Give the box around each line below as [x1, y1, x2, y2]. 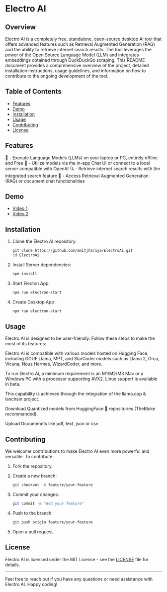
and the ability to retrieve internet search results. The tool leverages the [5, 47, 152, 52]
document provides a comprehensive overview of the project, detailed [5, 63, 149, 68]
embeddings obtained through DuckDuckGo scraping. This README [5, 57, 145, 63]
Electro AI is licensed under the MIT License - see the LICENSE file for [5, 556, 149, 562]
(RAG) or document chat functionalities [5, 178, 85, 184]
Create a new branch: [12, 473, 57, 479]
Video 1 [12, 205, 28, 211]
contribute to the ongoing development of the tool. [5, 73, 108, 79]
